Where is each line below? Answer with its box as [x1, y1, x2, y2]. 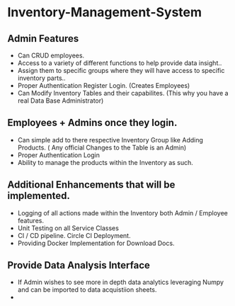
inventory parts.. [17, 74, 66, 82]
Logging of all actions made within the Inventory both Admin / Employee [17, 208, 228, 217]
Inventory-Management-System [7, 4, 202, 21]
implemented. [7, 190, 71, 202]
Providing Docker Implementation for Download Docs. [17, 239, 175, 247]
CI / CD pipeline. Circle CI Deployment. [17, 231, 131, 239]
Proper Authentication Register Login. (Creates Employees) [17, 81, 190, 89]
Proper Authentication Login [17, 150, 101, 159]
